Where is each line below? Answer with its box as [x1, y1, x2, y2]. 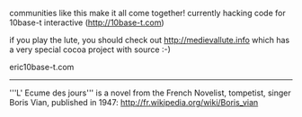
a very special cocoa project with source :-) [9, 44, 171, 55]
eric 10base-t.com [9, 62, 75, 72]
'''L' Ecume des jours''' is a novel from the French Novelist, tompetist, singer [9, 87, 292, 98]
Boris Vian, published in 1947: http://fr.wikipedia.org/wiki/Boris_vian [9, 97, 259, 107]
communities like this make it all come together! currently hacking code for [9, 8, 286, 18]
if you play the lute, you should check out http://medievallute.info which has [9, 35, 290, 45]
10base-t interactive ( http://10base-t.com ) [9, 17, 164, 28]
